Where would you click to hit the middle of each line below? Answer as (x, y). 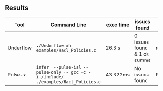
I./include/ (50, 77)
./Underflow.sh (54, 45)
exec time (118, 25)
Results (17, 8)
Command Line (69, 25)
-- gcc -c (75, 72)
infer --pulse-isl (59, 67)
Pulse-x (17, 75)
